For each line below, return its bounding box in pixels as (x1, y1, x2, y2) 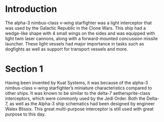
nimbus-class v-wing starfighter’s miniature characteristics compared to (5, 85, 152, 91)
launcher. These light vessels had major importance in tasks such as (5, 41, 144, 46)
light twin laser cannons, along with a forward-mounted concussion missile (5, 36, 158, 41)
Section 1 (5, 63, 43, 75)
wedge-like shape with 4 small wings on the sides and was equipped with (5, 30, 156, 36)
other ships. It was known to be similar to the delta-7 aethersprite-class (5, 90, 151, 96)
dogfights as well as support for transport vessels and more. (5, 46, 128, 52)
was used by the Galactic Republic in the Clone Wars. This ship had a (5, 25, 146, 31)
